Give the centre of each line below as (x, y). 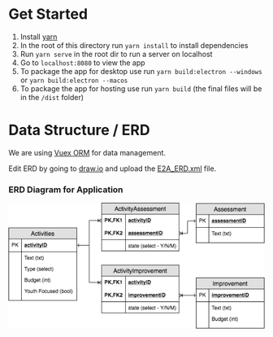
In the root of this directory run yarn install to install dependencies (134, 45)
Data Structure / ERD (79, 130)
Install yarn (39, 37)
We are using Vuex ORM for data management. (87, 152)
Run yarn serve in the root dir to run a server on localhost (116, 54)
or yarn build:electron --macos (74, 80)
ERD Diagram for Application (66, 190)
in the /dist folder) (52, 97)
